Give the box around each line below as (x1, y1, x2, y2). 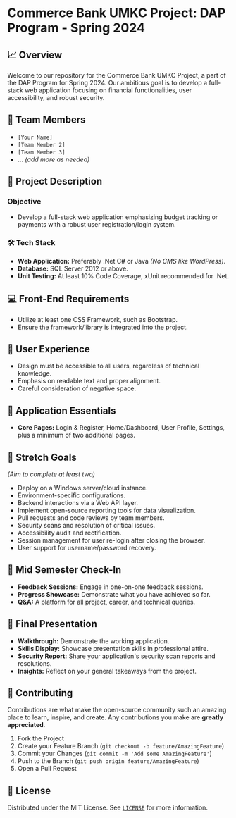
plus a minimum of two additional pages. (17, 431, 136, 440)
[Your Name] (17, 134, 53, 141)
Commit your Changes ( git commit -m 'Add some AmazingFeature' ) (17, 749, 213, 758)
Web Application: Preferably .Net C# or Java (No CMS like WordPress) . (17, 256, 226, 265)
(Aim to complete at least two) (7, 470, 95, 478)
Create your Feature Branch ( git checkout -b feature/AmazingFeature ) (17, 742, 225, 750)
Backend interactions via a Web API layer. (17, 499, 139, 507)
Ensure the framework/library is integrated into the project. (17, 323, 188, 331)
